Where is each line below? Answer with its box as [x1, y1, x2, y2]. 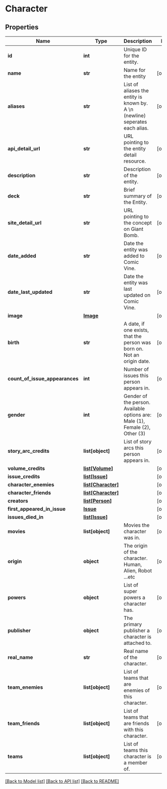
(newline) [123, 112, 146, 119]
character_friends [7, 489, 51, 496]
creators [7, 497, 28, 504]
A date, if [123, 320, 145, 327]
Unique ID [123, 46, 147, 53]
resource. [123, 158, 146, 165]
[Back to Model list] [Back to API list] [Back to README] [5, 779, 119, 784]
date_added [7, 252, 36, 259]
